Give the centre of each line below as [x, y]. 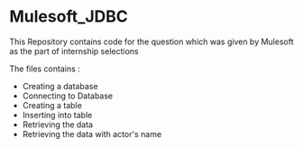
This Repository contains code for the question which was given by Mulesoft [151, 42]
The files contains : [45, 69]
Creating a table [52, 105]
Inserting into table [57, 115]
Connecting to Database [68, 96]
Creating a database [60, 86]
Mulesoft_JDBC [69, 17]
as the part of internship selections [74, 51]
